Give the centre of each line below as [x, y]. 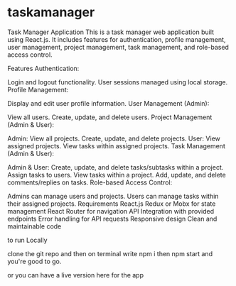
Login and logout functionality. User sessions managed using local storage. [118, 82]
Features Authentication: [43, 68]
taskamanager [51, 12]
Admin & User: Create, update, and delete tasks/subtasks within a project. [116, 167]
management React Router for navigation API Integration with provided [111, 211]
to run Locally [27, 240]
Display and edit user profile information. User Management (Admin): [108, 103]
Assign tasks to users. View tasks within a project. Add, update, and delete [117, 175]
